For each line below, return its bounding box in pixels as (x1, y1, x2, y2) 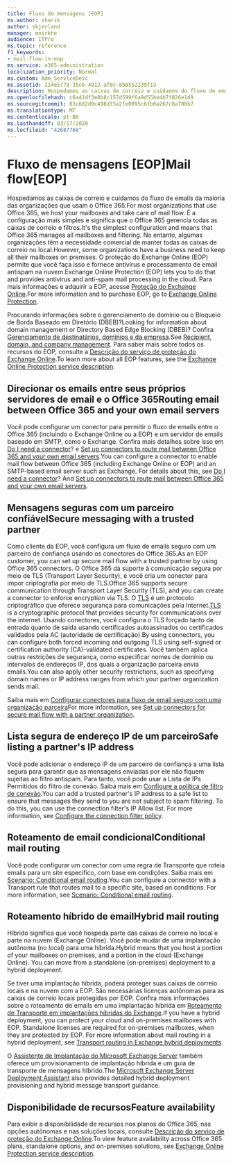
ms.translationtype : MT (7, 107, 76, 114)
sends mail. (7, 682, 40, 690)
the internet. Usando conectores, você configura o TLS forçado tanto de (7, 615, 214, 624)
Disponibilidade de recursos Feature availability (7, 1101, 216, 1113)
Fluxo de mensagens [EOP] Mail (7, 156, 191, 172)
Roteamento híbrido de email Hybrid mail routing (7, 911, 220, 922)
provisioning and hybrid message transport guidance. (7, 1081, 161, 1090)
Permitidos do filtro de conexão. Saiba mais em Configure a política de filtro (7, 782, 224, 790)
